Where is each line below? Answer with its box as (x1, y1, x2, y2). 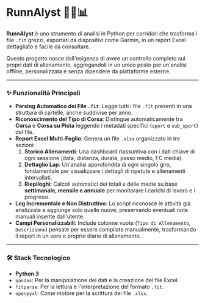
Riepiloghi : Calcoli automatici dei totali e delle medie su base (24, 180, 178, 188)
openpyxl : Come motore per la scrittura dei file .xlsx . (15, 289, 148, 297)
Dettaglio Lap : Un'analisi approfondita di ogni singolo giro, (24, 161, 171, 169)
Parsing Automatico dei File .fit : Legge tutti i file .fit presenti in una (15, 103, 192, 110)
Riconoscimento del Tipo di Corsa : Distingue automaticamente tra (15, 115, 183, 123)
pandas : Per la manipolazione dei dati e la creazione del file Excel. (15, 276, 179, 283)
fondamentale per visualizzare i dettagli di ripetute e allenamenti (24, 167, 186, 175)
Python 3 (15, 270, 40, 277)
